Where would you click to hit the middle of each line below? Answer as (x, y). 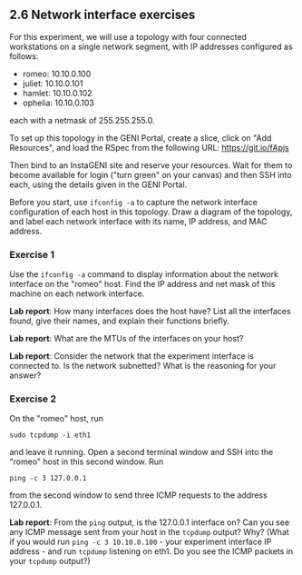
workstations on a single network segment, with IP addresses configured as (151, 46)
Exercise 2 (33, 399)
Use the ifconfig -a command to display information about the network (144, 274)
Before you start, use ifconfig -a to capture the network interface (134, 202)
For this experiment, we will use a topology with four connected (128, 36)
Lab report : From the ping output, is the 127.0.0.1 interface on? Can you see (150, 522)
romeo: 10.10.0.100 (57, 74)
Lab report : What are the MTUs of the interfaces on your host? (127, 339)
